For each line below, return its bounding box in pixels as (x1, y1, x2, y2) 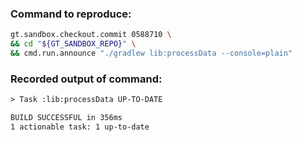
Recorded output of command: (10, 72, 163, 86)
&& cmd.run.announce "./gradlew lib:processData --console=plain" (10, 48, 293, 59)
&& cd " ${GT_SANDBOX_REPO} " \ (10, 39, 137, 49)
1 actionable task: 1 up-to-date (10, 122, 150, 132)
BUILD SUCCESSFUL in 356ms (10, 113, 123, 123)
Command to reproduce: (10, 7, 132, 21)
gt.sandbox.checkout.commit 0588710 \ (10, 30, 172, 40)
